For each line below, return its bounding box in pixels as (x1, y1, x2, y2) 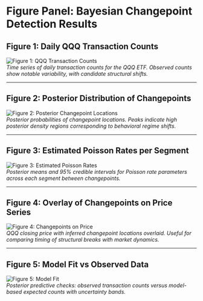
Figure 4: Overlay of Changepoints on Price (6, 198, 173, 208)
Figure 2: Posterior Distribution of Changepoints (6, 93, 192, 104)
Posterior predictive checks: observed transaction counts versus (6, 282, 168, 289)
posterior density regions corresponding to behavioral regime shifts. (6, 122, 176, 130)
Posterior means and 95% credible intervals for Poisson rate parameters (6, 168, 187, 175)
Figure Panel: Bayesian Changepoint (6, 4, 193, 18)
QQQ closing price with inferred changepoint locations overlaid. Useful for (6, 230, 192, 237)
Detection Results (6, 17, 98, 31)
